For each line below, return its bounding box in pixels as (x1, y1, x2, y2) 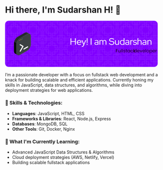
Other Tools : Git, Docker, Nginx (12, 126, 75, 132)
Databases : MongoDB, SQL (12, 121, 68, 127)
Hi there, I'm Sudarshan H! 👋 (5, 4, 121, 16)
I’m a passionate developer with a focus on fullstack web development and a (5, 72, 158, 78)
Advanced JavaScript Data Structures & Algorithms (12, 149, 115, 155)
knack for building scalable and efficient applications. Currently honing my (5, 77, 154, 83)
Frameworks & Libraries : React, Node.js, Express (12, 116, 111, 121)
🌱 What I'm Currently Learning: (5, 138, 80, 145)
